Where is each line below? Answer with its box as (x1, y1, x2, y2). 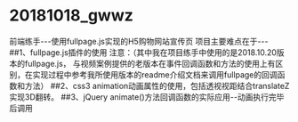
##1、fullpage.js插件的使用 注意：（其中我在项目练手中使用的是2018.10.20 (9, 46, 278, 58)
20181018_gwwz (9, 5, 133, 26)
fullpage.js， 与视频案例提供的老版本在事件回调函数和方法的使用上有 (24, 58, 276, 69)
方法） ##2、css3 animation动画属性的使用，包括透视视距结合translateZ (24, 80, 290, 91)
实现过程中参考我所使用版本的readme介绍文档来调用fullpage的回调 (32, 69, 278, 80)
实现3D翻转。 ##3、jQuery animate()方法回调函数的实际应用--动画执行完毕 (9, 91, 285, 102)
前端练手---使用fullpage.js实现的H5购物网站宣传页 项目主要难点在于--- (9, 36, 269, 46)
